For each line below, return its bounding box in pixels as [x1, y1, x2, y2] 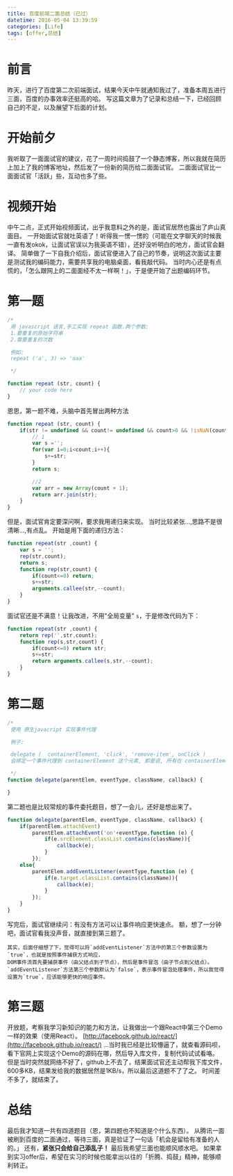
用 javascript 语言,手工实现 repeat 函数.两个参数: [10, 323, 149, 330]
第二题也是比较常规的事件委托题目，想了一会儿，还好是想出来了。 [7, 802, 196, 811]
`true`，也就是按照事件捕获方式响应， [7, 951, 104, 959]
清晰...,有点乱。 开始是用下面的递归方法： [7, 526, 126, 535]
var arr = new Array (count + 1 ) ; [32, 484, 129, 492]
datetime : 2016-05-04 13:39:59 [7, 17, 98, 24]
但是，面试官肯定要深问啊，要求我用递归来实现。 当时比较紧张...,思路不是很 [7, 517, 223, 526]
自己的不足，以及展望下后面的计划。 [7, 103, 111, 112]
